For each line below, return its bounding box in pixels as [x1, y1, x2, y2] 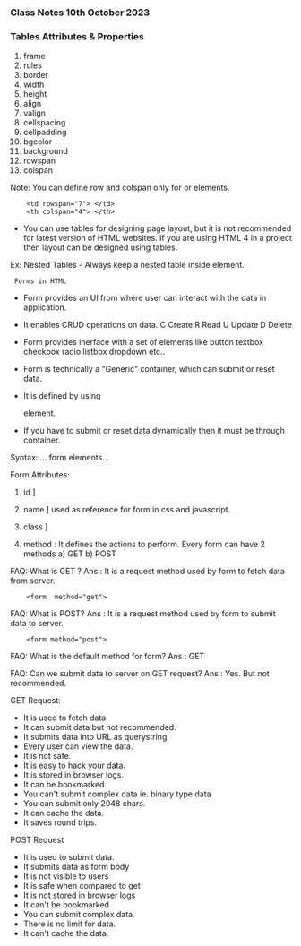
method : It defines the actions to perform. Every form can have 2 [22, 539, 265, 550]
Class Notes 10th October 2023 [10, 6, 150, 19]
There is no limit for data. [22, 918, 116, 929]
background [22, 146, 68, 157]
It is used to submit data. [22, 852, 115, 863]
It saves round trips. [22, 817, 98, 828]
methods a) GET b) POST [22, 548, 117, 559]
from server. [10, 575, 56, 586]
